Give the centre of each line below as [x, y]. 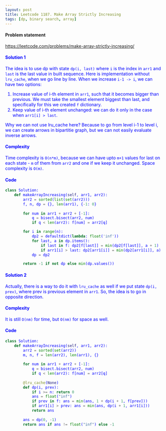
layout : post [19, 10]
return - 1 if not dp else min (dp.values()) [69, 264]
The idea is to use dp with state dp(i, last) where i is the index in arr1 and [83, 68]
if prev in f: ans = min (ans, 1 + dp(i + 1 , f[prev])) [90, 401]
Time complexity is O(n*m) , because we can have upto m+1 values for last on [83, 158]
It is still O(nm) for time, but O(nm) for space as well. [57, 319]
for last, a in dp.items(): [61, 241]
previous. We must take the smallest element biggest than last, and [81, 99]
